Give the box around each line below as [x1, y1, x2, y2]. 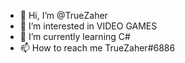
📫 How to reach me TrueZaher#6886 [19, 42, 176, 54]
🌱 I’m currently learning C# [19, 31, 131, 42]
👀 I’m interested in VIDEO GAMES [19, 20, 158, 32]
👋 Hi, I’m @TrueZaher [19, 10, 108, 21]
